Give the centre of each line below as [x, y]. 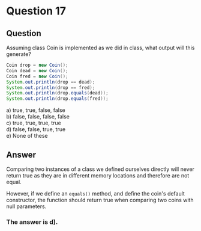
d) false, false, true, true [36, 129]
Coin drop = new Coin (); [37, 65]
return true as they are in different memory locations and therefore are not [98, 175]
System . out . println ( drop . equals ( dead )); [58, 93]
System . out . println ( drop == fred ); [51, 88]
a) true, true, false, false [36, 110]
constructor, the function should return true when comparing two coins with [100, 200]
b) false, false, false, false [38, 117]
